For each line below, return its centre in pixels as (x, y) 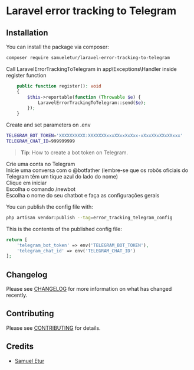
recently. (17, 295)
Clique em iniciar (27, 183)
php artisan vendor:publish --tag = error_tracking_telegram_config (89, 218)
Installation (27, 33)
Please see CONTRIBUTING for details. (54, 328)
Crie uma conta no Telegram (41, 164)
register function (26, 75)
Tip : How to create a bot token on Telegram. (74, 152)
